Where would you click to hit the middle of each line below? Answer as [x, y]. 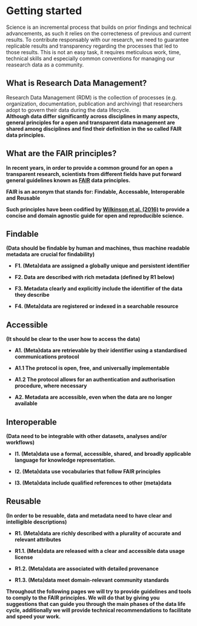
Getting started [44, 11]
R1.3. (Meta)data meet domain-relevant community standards [92, 580]
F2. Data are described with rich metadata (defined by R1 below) [94, 277]
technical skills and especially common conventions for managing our [91, 58]
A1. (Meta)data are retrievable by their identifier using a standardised [101, 350]
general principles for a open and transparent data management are [91, 122]
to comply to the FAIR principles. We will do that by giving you [83, 597]
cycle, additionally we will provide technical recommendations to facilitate [99, 610]
